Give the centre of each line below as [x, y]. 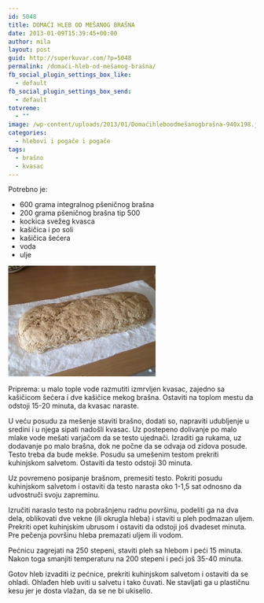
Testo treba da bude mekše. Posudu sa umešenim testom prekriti [114, 455]
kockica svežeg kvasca [57, 221]
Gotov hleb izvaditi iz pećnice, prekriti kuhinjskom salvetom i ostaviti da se [128, 574]
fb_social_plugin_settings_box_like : [70, 75]
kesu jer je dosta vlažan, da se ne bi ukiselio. [81, 591]
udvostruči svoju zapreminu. [54, 495]
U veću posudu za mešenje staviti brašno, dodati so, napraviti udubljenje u [129, 421]
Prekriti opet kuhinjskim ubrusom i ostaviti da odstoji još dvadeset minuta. [127, 527]
